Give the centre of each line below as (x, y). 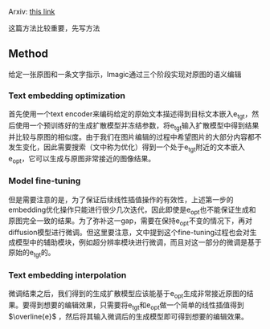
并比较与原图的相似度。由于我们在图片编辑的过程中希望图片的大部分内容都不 (135, 136)
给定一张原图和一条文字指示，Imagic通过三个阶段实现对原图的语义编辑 (125, 74)
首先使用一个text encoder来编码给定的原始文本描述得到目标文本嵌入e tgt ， (130, 115)
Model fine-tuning (45, 181)
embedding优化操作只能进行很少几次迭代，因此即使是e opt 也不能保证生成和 (132, 210)
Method (29, 54)
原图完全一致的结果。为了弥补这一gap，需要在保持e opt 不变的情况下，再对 (131, 222)
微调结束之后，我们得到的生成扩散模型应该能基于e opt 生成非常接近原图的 (128, 294)
